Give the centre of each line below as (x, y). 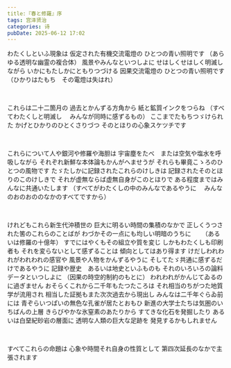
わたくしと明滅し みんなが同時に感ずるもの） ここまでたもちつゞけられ (118, 117)
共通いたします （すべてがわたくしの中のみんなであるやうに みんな (124, 188)
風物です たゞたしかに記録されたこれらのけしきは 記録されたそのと (121, 171)
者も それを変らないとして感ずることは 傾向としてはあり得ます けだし (107, 251)
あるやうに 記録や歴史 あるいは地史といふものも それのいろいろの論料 (121, 269)
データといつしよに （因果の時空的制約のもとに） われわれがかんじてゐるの (115, 277)
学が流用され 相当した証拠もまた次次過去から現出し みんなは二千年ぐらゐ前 (115, 294)
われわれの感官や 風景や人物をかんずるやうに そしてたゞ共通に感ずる (118, 260)
